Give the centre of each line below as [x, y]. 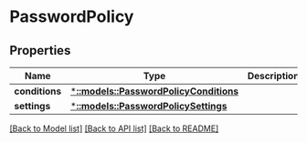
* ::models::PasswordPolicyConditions [154, 91]
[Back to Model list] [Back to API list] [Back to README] [114, 128]
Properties [40, 51]
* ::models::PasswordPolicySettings [148, 106]
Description [273, 76]
